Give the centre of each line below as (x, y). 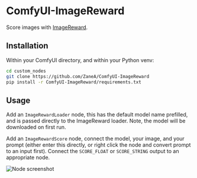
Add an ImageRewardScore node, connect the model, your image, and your (95, 139)
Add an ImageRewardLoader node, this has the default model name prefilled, (97, 115)
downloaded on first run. (36, 127)
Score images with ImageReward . (47, 27)
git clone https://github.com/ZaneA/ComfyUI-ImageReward (78, 76)
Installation (27, 46)
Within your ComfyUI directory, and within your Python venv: (80, 60)
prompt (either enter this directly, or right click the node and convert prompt (98, 145)
